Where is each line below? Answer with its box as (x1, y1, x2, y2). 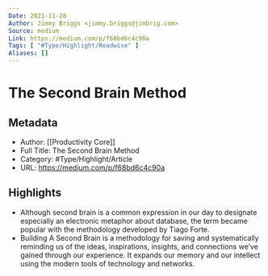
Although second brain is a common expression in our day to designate (19, 207, 258, 217)
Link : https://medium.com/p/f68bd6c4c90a (8, 34, 150, 43)
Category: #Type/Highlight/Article (19, 154, 133, 163)
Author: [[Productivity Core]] (19, 138, 115, 146)
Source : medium (8, 27, 60, 35)
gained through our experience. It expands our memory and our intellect (19, 250, 261, 260)
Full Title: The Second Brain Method (19, 146, 140, 155)
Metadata (8, 116, 58, 130)
